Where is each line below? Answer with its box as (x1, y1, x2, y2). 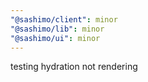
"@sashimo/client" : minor (10, 14, 118, 25)
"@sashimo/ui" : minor (10, 33, 101, 43)
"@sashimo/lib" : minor (10, 24, 105, 34)
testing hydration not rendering (10, 61, 138, 73)
